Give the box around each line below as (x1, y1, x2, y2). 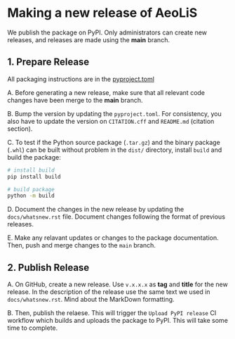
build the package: (7, 153, 61, 161)
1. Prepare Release (7, 56, 90, 68)
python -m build (7, 192, 55, 200)
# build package (7, 186, 55, 193)
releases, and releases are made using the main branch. (7, 35, 170, 44)
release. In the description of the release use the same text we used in (7, 288, 210, 296)
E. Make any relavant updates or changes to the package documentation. (7, 234, 219, 242)
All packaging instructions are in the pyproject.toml (7, 75, 154, 83)
